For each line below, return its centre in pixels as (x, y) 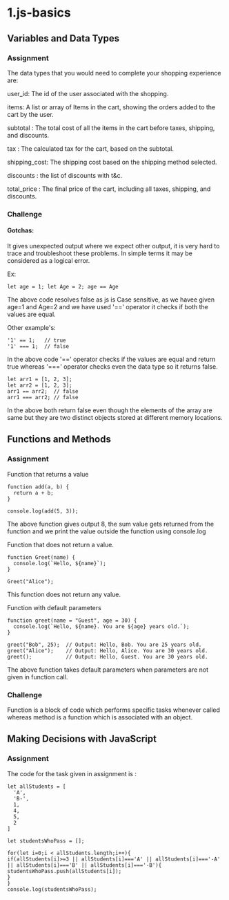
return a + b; (33, 493)
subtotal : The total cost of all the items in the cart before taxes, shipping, (111, 128)
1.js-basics (39, 13)
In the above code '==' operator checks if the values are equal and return (111, 359)
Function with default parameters (54, 607)
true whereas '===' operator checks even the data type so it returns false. (113, 367)
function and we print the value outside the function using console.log (107, 531)
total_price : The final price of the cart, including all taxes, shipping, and (109, 189)
